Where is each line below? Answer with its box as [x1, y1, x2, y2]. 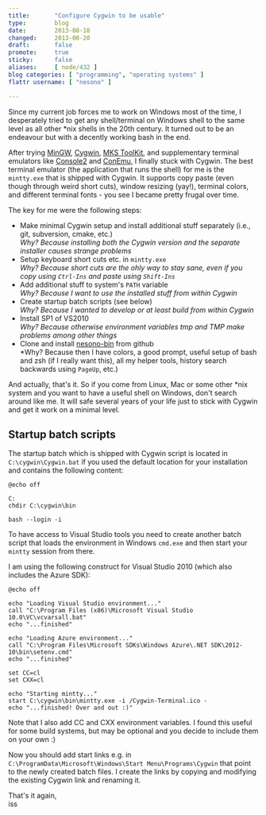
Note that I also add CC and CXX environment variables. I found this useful [8, 718, 253, 728]
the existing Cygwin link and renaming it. [8, 775, 141, 785]
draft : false [8, 41, 73, 49]
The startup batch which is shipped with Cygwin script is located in [8, 449, 228, 458]
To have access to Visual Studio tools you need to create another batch [8, 530, 242, 539]
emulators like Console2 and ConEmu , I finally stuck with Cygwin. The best [8, 156, 254, 165]
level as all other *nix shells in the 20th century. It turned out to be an [8, 124, 234, 133]
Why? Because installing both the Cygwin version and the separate [19, 238, 241, 247]
